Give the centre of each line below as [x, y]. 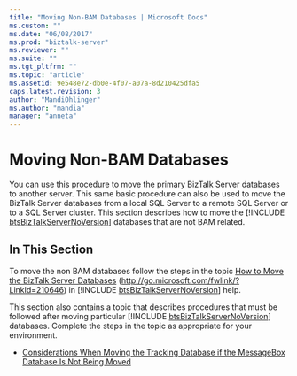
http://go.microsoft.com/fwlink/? [180, 280]
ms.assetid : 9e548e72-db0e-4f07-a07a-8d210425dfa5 [105, 83]
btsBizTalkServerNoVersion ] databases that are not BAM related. [127, 222]
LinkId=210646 [37, 289]
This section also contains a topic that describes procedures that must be [144, 307]
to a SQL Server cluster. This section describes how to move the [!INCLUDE [147, 212]
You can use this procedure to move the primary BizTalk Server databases [145, 184]
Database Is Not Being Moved [76, 361]
